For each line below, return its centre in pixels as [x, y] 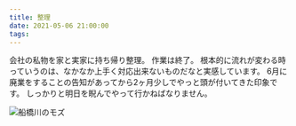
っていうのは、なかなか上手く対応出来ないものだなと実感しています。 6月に [148, 71]
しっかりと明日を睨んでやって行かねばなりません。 [119, 93]
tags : [19, 34]
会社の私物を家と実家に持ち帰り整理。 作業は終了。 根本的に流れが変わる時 [148, 60]
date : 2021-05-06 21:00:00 [59, 26]
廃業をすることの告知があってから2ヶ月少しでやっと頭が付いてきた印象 [140, 83]
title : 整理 [30, 17]
